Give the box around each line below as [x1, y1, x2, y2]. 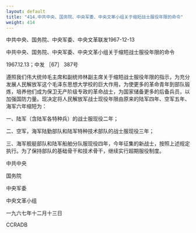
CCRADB [6, 221, 28, 228]
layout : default [6, 8, 45, 15]
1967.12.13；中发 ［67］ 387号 [6, 61, 79, 68]
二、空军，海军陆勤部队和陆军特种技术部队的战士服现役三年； [6, 128, 155, 135]
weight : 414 [6, 19, 35, 25]
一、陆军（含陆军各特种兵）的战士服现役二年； [6, 115, 118, 122]
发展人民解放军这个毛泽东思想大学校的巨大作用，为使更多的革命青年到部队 [6, 81, 185, 88]
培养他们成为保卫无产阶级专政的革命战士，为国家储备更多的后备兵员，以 [16, 88, 190, 95]
